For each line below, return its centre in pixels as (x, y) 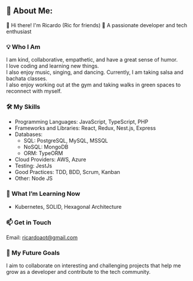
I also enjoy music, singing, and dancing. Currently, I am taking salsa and (95, 72)
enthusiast (19, 31)
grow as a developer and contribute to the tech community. (78, 272)
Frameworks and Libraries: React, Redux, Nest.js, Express (85, 128)
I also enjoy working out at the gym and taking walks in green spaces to (94, 85)
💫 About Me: (30, 11)
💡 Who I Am (23, 47)
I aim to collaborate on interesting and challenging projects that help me (94, 266)
